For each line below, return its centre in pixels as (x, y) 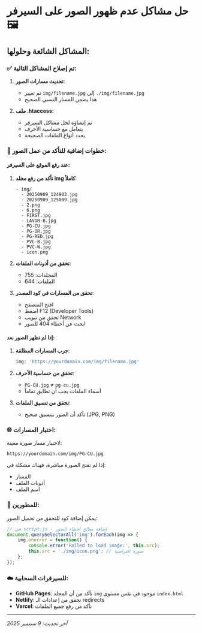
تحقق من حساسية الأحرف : (45, 373)
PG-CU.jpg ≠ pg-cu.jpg (52, 385)
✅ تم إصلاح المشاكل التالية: (42, 68)
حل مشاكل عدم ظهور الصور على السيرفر (98, 11)
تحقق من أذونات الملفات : (43, 263)
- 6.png (31, 210)
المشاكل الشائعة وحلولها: (48, 51)
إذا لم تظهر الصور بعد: (31, 337)
